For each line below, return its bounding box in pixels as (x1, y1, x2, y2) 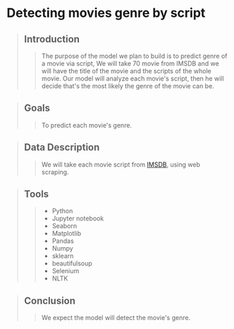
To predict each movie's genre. (41, 121, 132, 129)
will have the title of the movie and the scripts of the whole (41, 67, 212, 75)
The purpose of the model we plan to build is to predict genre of (41, 52, 228, 60)
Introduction (23, 33, 80, 45)
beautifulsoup (51, 259, 92, 268)
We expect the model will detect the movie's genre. (41, 313, 191, 322)
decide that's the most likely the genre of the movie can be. (41, 82, 214, 90)
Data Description (23, 141, 100, 153)
